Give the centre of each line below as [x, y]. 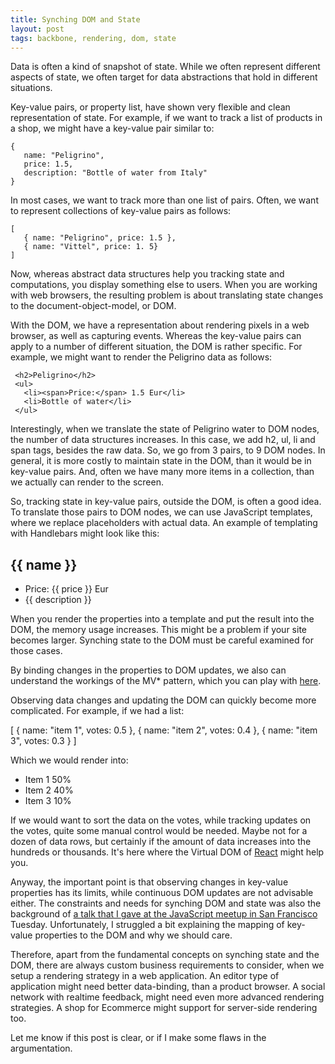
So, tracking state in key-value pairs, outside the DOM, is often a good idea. [166, 502]
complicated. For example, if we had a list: [97, 711]
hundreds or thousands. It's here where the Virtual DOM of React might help [167, 852]
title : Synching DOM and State [75, 19]
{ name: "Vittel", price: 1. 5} [91, 247]
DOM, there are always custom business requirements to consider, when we [167, 965]
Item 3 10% [48, 801]
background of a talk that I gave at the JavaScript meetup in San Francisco [164, 914]
